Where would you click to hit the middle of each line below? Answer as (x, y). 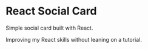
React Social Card (51, 11)
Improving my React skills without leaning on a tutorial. (74, 39)
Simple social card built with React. (49, 28)
